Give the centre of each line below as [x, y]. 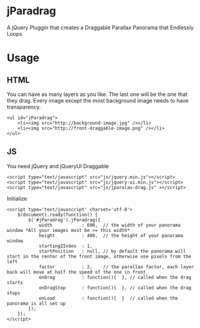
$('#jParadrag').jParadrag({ [64, 220]
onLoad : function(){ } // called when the [108, 298]
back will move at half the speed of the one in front [76, 272]
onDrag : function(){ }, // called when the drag [115, 277]
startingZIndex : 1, [66, 246]
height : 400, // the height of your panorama [111, 236]
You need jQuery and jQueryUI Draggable [58, 166]
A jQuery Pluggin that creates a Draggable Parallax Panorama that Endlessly [100, 27]
